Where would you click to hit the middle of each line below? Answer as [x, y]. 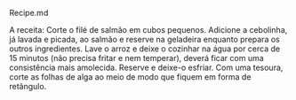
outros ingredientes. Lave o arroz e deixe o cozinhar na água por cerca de [145, 49]
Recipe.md [29, 13]
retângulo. [28, 86]
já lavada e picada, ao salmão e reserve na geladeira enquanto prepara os [144, 39]
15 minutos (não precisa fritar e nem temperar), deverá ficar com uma [136, 58]
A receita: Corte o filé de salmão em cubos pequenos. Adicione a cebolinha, [148, 30]
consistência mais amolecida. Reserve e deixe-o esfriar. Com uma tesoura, [146, 67]
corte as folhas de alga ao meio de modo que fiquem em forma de [130, 77]
